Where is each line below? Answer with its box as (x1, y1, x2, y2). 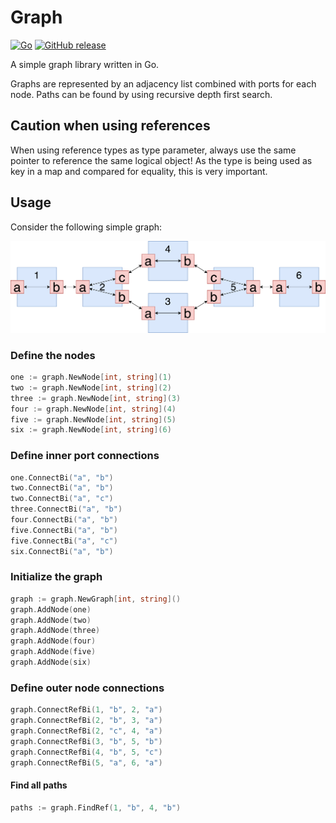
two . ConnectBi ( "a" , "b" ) (10, 483, 114, 493)
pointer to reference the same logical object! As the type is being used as (10, 154, 313, 166)
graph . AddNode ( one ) (10, 604, 92, 615)
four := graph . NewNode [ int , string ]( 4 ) (10, 404, 177, 414)
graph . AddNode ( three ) (10, 626, 101, 636)
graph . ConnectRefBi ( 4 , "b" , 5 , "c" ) (10, 747, 163, 757)
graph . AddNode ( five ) (10, 647, 97, 657)
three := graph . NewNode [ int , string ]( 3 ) (10, 393, 182, 403)
